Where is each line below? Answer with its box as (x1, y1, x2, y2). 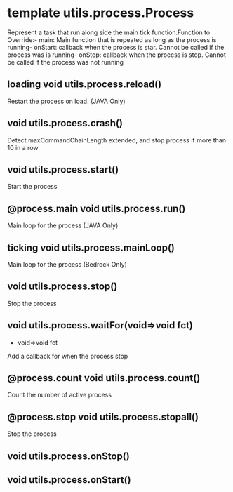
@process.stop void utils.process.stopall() (7, 411, 199, 423)
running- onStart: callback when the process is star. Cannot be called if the (7, 43, 225, 51)
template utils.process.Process (7, 5, 194, 21)
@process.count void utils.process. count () (7, 372, 201, 384)
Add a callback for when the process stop (7, 352, 128, 360)
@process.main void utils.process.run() (7, 202, 186, 215)
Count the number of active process (7, 391, 112, 399)
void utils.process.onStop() (7, 450, 130, 462)
